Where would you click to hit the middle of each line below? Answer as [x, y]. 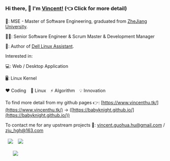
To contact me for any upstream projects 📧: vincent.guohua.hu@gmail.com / [85, 125]
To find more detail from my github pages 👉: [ [54, 103]
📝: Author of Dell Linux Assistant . [40, 46]
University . [16, 27]
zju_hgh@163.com [24, 131]
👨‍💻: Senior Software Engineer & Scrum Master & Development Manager [80, 36]
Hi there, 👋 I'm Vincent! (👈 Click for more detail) [66, 8]
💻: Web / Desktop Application [37, 66]
